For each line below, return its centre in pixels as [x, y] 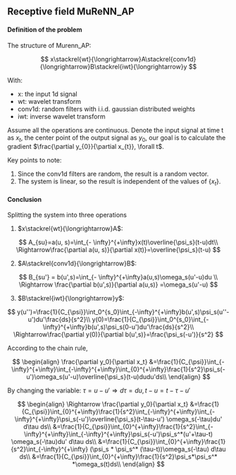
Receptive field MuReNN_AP [71, 12]
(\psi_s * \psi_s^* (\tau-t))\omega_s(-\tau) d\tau [158, 449]
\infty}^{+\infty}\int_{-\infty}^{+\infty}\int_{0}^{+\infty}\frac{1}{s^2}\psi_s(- [118, 369]
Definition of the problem [45, 29]
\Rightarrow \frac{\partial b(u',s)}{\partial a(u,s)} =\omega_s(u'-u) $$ [118, 284]
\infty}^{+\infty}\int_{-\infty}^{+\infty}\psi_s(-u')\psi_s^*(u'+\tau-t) [118, 434]
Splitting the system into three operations [67, 215]
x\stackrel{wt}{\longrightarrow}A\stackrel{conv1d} [123, 59]
